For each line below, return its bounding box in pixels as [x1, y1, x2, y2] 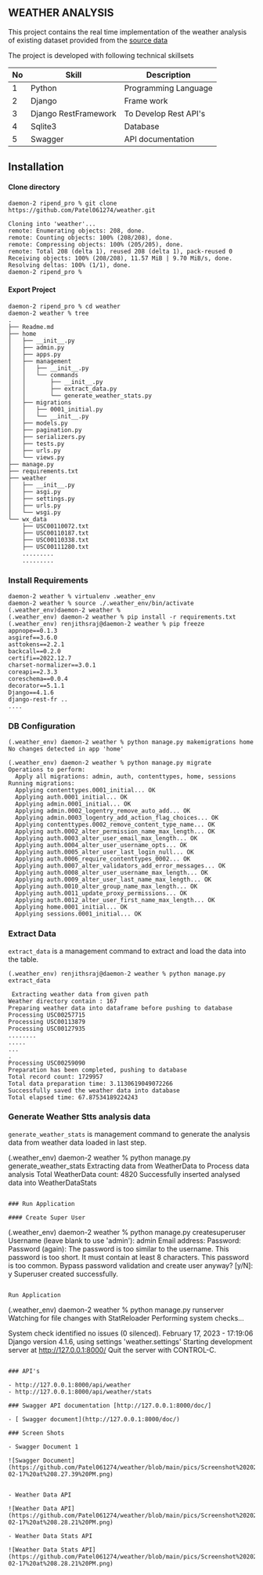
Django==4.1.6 [8, 689, 55, 696]
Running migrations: [8, 780, 76, 787]
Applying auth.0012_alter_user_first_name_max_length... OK [15, 897, 215, 904]
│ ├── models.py [8, 419, 68, 427]
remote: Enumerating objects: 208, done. [8, 227, 146, 235]
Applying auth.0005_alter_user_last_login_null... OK [15, 848, 194, 857]
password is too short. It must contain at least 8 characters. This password [8, 1252, 249, 1262]
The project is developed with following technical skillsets [8, 50, 194, 60]
